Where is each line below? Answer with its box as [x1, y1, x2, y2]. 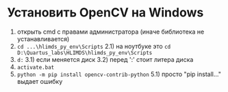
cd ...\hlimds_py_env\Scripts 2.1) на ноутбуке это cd [16, 42, 171, 50]
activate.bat [16, 64, 55, 71]
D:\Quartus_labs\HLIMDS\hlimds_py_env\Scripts [16, 49, 153, 56]
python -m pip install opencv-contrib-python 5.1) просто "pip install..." [16, 70, 221, 78]
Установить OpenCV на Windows [7, 5, 204, 21]
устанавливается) [16, 34, 70, 43]
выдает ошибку [16, 77, 63, 85]
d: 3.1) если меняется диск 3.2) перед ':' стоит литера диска [16, 55, 194, 63]
